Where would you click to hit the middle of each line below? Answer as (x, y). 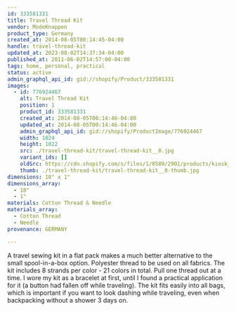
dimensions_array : (34, 183)
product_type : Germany (40, 33)
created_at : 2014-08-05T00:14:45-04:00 (66, 40)
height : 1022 (39, 145)
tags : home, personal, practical (56, 66)
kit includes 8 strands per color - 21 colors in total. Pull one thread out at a (114, 270)
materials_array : (33, 210)
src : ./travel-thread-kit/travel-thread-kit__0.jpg (97, 151)
